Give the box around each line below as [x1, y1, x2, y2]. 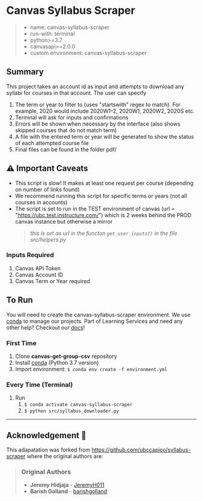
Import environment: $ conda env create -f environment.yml [14, 365, 168, 372]
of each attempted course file [14, 139, 89, 147]
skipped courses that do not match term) [14, 126, 117, 133]
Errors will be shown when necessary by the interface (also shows [14, 120, 181, 127]
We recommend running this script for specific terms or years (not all [14, 192, 187, 199]
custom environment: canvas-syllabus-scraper [30, 49, 147, 56]
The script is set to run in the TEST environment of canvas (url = [14, 205, 175, 212]
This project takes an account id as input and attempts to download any [6, 83, 184, 90]
